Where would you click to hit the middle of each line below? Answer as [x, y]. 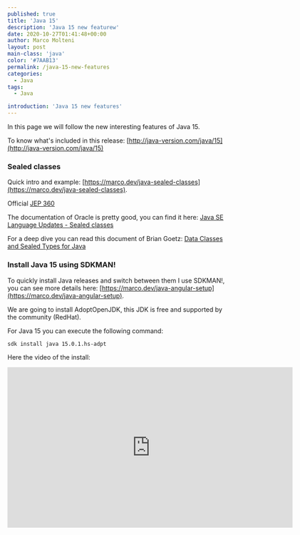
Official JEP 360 [31, 203]
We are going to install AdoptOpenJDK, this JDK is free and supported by [115, 309]
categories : [25, 73]
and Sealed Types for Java [47, 246]
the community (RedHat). [45, 317]
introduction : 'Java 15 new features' [65, 107]
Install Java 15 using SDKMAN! [62, 265]
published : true [31, 14]
